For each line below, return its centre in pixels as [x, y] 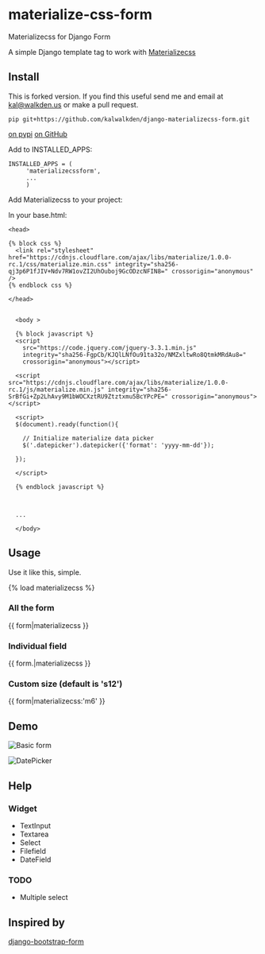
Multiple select [44, 898]
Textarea [34, 834]
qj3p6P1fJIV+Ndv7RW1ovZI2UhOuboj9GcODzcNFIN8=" [88, 271]
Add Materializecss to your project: [65, 200]
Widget [23, 809]
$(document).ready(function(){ [67, 424]
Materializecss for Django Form [60, 37]
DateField [35, 859]
